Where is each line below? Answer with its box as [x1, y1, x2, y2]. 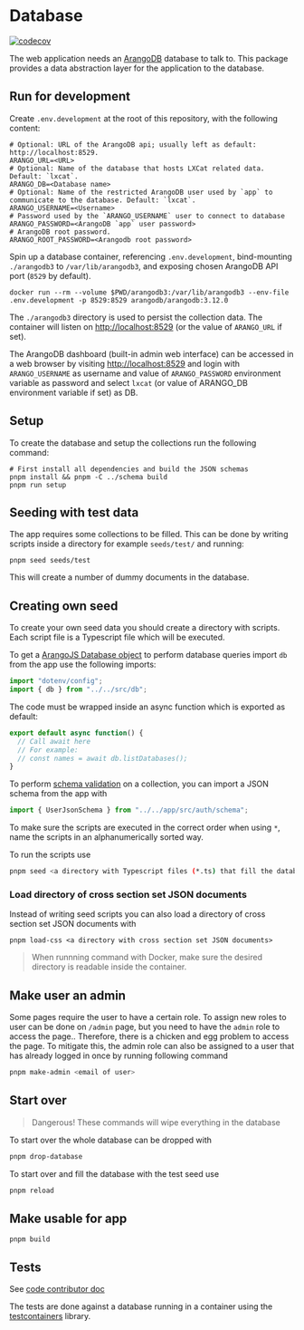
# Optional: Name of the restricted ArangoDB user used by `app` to [9, 188, 273, 197]
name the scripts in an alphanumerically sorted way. [9, 832, 204, 843]
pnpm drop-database [9, 1152, 83, 1161]
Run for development [9, 89, 131, 104]
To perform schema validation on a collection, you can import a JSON [9, 778, 270, 789]
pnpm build [9, 1235, 51, 1244]
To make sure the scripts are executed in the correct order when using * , [9, 822, 280, 834]
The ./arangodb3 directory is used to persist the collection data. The [9, 312, 263, 323]
